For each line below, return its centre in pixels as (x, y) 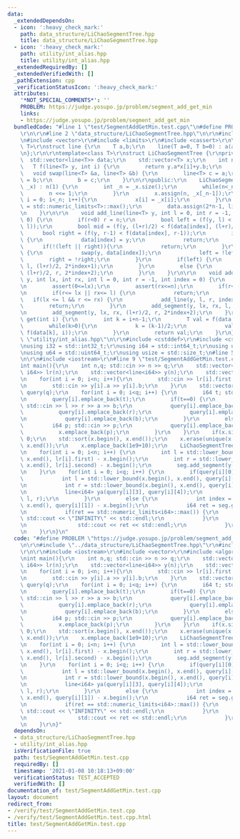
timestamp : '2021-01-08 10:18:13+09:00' (75, 771)
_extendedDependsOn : (44, 21)
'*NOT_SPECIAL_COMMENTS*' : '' (65, 101)
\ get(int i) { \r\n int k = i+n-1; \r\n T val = (115, 320)
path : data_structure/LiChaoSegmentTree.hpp (87, 34)
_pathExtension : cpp (44, 80)
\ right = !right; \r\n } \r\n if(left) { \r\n (121, 260)
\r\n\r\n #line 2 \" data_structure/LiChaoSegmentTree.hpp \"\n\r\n (120, 134)
